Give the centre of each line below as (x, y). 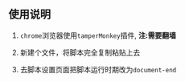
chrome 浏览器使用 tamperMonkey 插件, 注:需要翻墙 (98, 35)
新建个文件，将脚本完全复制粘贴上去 (80, 52)
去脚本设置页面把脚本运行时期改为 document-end (98, 69)
